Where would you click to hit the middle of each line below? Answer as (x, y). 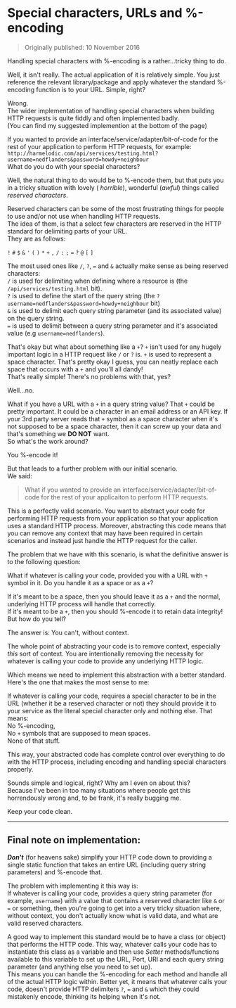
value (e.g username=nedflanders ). (56, 333)
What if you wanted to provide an (73, 490)
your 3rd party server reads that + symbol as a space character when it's (113, 419)
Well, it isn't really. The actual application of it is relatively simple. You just (114, 75)
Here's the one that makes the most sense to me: (78, 682)
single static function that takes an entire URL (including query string (106, 865)
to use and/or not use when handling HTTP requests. (84, 216)
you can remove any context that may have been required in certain (105, 533)
